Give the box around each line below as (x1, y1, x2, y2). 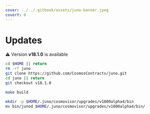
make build (5, 89, 29, 95)
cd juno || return (5, 75, 45, 81)
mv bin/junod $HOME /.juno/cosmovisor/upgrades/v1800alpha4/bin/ (5, 104, 145, 109)
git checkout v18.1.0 (5, 80, 52, 85)
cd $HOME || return (5, 61, 47, 67)
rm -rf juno (5, 66, 31, 71)
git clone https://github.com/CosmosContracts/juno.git (5, 71, 127, 76)
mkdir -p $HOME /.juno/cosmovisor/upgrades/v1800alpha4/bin (5, 99, 134, 104)
